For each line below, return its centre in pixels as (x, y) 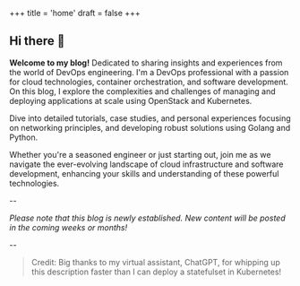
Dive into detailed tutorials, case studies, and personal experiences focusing (150, 118)
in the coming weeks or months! (69, 227)
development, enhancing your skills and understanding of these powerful (144, 173)
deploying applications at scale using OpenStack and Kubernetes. (131, 100)
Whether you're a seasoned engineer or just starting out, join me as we (140, 154)
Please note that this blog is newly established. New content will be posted (147, 218)
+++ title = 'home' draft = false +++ (75, 13)
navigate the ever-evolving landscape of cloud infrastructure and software (146, 164)
